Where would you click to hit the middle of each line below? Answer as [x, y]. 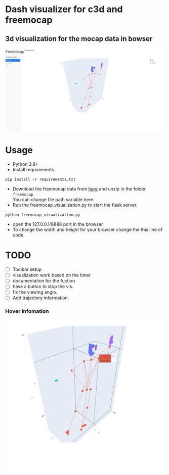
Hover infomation [27, 311]
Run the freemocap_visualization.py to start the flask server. [75, 205]
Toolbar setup [27, 269]
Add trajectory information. [41, 298]
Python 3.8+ [26, 164]
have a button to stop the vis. [43, 287]
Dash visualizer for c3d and [64, 9]
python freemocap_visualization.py [43, 215]
